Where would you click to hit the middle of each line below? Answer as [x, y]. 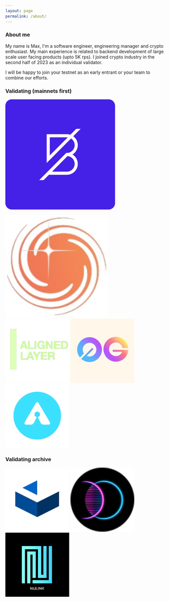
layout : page [19, 11]
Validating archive [28, 459]
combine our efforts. [27, 77]
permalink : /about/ [26, 16]
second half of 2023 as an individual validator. [54, 62]
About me [18, 35]
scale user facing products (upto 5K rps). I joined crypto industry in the [80, 57]
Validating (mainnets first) [39, 91]
